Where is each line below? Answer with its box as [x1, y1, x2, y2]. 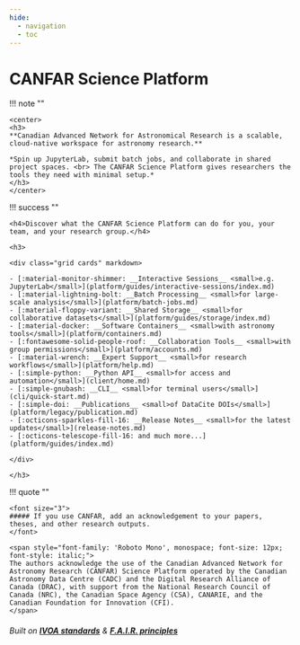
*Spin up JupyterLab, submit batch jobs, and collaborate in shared [9, 155, 271, 164]
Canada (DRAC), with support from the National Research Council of [9, 583, 271, 592]
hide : [9, 13, 30, 22]
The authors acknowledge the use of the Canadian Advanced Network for [9, 559, 283, 569]
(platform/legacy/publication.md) [9, 408, 139, 418]
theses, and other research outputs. [9, 520, 151, 529]
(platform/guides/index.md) [9, 439, 115, 449]
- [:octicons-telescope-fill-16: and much [9, 432, 171, 441]
